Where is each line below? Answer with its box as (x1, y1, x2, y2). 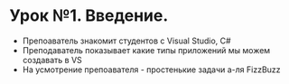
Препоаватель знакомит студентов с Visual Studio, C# (22, 35, 232, 46)
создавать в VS (22, 54, 83, 65)
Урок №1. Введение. (9, 5, 169, 26)
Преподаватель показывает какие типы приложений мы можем (22, 44, 271, 55)
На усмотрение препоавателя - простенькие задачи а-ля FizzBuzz (22, 64, 282, 75)
